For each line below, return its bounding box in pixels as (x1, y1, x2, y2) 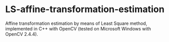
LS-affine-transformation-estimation (5, 4, 165, 15)
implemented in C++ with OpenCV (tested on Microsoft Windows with (5, 25, 151, 31)
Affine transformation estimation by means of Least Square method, (5, 20, 147, 26)
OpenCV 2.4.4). (5, 31, 38, 37)
